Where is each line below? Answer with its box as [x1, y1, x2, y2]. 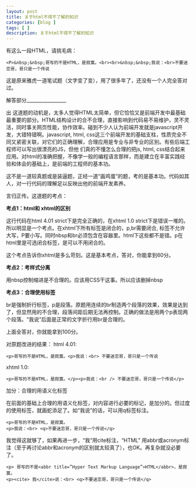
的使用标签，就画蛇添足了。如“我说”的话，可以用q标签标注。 [6, 407, 152, 414]
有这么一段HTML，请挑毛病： [6, 47, 78, 54]
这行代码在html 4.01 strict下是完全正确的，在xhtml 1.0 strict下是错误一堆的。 [6, 217, 189, 224]
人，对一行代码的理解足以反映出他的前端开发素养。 [6, 180, 129, 187]
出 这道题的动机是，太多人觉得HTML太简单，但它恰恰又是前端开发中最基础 [6, 109, 185, 116]
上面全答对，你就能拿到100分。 [6, 328, 82, 335]
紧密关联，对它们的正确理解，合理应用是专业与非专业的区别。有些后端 [16, 139, 185, 146]
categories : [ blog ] [6, 19, 57, 25]
